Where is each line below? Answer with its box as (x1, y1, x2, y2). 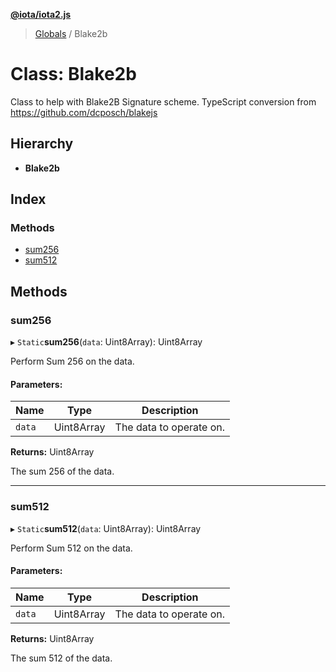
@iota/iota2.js (10, 9, 72, 20)
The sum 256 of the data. (10, 465, 115, 478)
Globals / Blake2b (34, 28, 108, 39)
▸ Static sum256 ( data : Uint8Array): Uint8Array (10, 336, 203, 348)
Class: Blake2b (10, 63, 137, 86)
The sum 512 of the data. (10, 652, 113, 664)
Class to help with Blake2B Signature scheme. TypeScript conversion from (10, 95, 317, 108)
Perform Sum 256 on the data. (10, 355, 135, 368)
